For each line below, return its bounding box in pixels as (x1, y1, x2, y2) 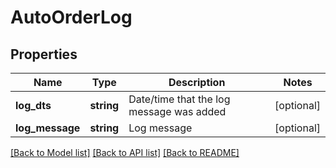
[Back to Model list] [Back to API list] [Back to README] (10, 147, 240, 158)
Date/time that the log (128, 92, 231, 106)
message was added (128, 105, 227, 118)
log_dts (15, 99, 52, 112)
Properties (10, 46, 78, 63)
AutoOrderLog (10, 6, 133, 29)
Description (168, 76, 226, 89)
